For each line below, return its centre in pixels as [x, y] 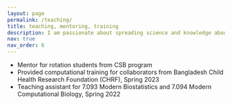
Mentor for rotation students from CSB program [85, 65]
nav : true [21, 39]
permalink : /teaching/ [40, 20]
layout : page [26, 13]
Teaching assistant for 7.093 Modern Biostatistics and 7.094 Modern [114, 87]
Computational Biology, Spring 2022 [69, 94]
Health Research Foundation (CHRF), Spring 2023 [88, 79]
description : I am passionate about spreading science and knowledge [109, 33]
